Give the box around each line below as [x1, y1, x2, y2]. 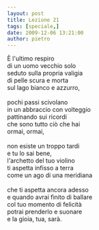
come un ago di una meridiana [7, 171, 93, 179]
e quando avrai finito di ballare [7, 193, 93, 201]
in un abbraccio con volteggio [7, 106, 91, 114]
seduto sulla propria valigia [7, 69, 83, 78]
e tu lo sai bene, [7, 149, 53, 158]
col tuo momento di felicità [7, 200, 82, 209]
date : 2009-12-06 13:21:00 [7, 29, 84, 36]
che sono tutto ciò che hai [7, 120, 81, 128]
